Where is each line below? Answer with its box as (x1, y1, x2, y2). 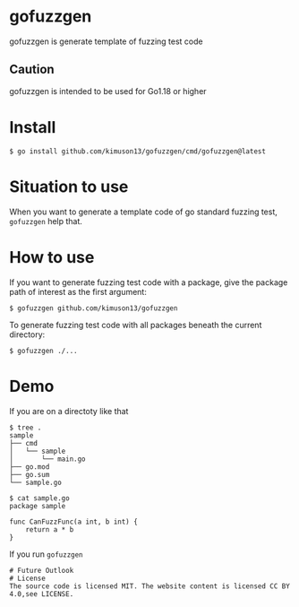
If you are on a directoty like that (9, 405, 129, 416)
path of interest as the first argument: (9, 286, 148, 297)
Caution (9, 62, 56, 77)
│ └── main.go (9, 455, 87, 464)
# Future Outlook (9, 566, 74, 575)
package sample (9, 501, 66, 510)
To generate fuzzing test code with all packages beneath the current (9, 319, 262, 330)
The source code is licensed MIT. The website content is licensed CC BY (9, 581, 291, 591)
